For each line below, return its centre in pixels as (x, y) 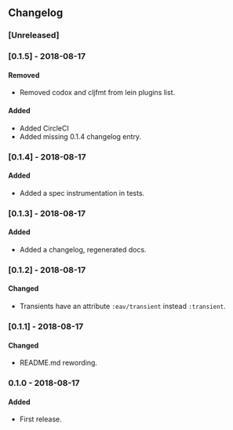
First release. (40, 419)
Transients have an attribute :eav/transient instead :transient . (122, 307)
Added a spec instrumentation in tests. (82, 193)
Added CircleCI (44, 128)
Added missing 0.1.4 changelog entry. (80, 136)
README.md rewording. (58, 363)
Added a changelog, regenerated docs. (83, 249)
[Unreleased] (34, 35)
